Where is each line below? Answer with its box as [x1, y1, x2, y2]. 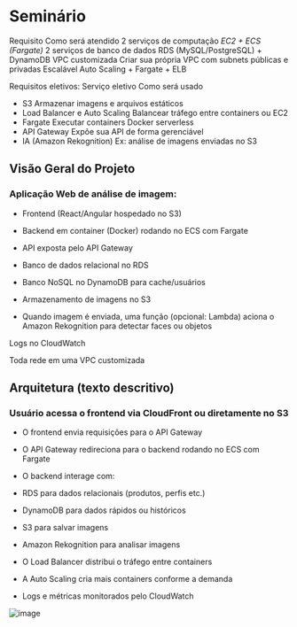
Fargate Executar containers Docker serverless [21, 117, 194, 128]
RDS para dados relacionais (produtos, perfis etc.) [21, 488, 206, 499]
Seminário [9, 6, 87, 27]
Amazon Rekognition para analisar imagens [21, 539, 181, 550]
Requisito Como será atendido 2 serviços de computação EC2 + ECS [9, 35, 262, 46]
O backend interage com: [21, 471, 115, 482]
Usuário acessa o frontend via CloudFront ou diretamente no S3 [9, 406, 289, 419]
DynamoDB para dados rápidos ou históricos [21, 505, 186, 515]
